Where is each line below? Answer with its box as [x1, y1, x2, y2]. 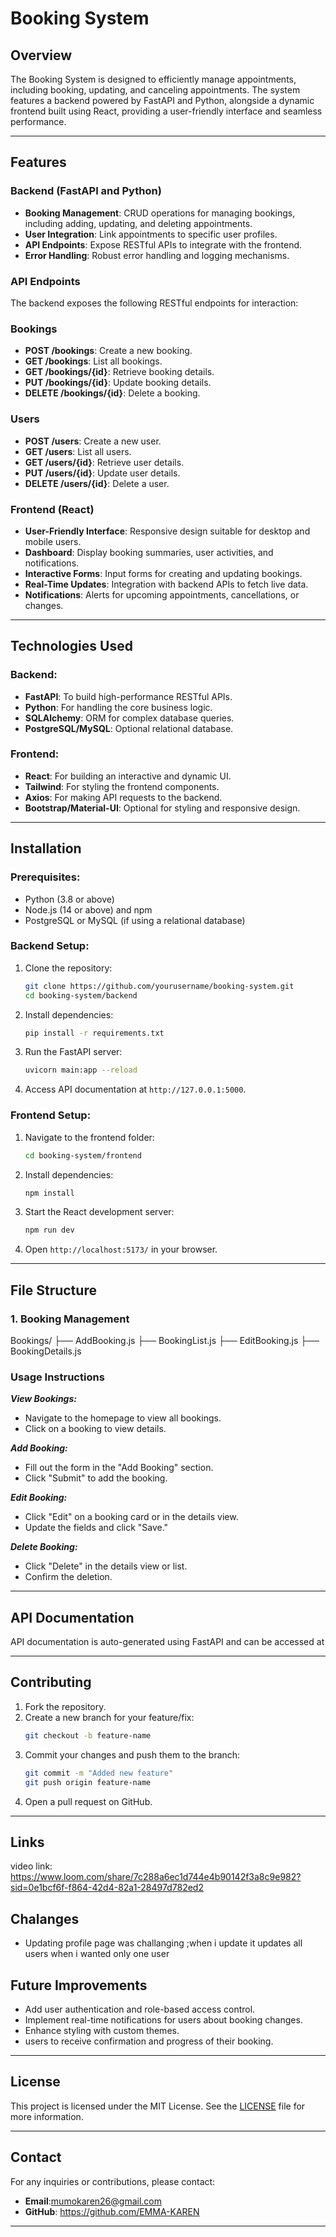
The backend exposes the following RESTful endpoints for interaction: [10, 297, 299, 309]
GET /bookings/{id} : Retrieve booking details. [24, 366, 215, 378]
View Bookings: [10, 1393, 77, 1405]
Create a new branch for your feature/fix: [24, 1711, 195, 1723]
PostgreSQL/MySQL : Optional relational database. [24, 722, 234, 734]
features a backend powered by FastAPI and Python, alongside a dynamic [10, 95, 315, 106]
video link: [10, 1860, 53, 1872]
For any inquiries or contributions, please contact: [10, 2175, 216, 2187]
